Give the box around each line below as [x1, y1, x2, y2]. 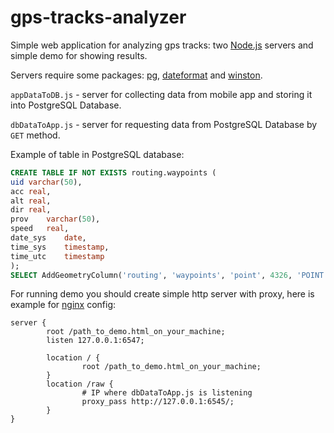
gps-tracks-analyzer [10, 6, 187, 29]
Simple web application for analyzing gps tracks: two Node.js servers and [10, 39, 314, 51]
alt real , [10, 196, 52, 206]
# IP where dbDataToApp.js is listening [81, 388, 253, 398]
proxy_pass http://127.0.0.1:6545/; [81, 397, 235, 407]
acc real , [10, 186, 52, 196]
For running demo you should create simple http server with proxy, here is [10, 288, 315, 300]
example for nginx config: [10, 299, 117, 311]
